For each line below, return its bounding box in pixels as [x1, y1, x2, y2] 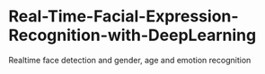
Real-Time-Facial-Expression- [8, 6, 239, 27]
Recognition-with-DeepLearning [8, 25, 257, 45]
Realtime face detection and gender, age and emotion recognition [8, 54, 252, 65]
